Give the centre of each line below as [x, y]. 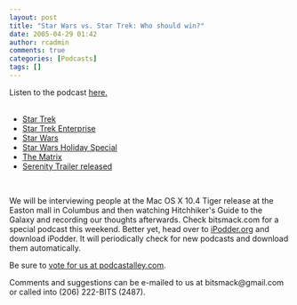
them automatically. [45, 248]
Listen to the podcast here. [59, 92]
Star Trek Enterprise [59, 128]
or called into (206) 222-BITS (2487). [77, 292]
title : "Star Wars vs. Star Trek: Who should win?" [107, 26]
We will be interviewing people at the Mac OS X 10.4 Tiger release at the [141, 200]
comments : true [37, 51]
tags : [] [25, 68]
